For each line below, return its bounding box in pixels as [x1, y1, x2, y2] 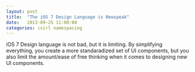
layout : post [6, 8, 38, 15]
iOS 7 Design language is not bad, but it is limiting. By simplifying [6, 41, 163, 48]
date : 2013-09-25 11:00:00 [6, 19, 77, 25]
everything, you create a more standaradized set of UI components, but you [6, 47, 189, 54]
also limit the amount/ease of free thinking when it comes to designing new [6, 53, 187, 60]
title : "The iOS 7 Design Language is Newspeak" [6, 14, 130, 20]
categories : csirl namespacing [6, 25, 83, 31]
